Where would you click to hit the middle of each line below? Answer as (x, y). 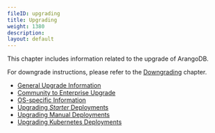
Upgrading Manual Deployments (63, 115)
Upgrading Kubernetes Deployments (69, 122)
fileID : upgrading (34, 13)
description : (26, 33)
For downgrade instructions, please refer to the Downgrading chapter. (107, 72)
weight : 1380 (26, 26)
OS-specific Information (52, 100)
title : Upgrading (32, 20)
